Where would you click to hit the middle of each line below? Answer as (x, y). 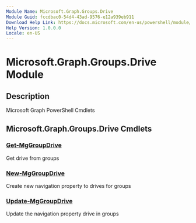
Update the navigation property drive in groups (62, 214)
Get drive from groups (33, 158)
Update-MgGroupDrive (39, 201)
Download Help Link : (31, 22)
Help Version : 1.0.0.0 (34, 28)
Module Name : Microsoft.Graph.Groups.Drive (60, 11)
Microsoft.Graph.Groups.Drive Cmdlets (79, 128)
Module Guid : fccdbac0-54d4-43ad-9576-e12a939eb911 (70, 17)
